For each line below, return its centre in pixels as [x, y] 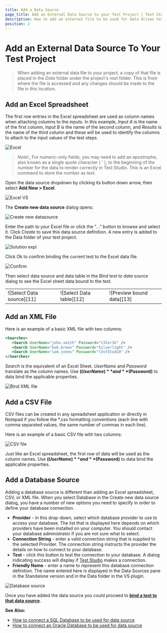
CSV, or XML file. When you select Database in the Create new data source [82, 497]
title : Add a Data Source [32, 10]
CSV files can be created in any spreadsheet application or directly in [76, 414]
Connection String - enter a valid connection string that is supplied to [84, 539]
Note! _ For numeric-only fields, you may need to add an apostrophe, [87, 157]
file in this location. [37, 89]
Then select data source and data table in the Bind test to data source [77, 276]
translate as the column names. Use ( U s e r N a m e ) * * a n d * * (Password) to [82, 371]
